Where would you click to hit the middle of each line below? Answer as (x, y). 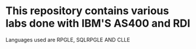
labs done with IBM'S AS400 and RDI (98, 23)
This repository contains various (87, 11)
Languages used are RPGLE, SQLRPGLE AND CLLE (68, 40)
